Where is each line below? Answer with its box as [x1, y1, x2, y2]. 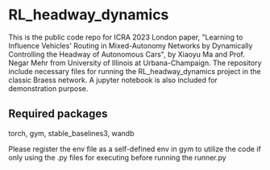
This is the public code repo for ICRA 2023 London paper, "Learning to [8, 32, 243, 42]
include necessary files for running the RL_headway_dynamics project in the [8, 66, 261, 76]
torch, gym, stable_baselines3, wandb [8, 128, 135, 138]
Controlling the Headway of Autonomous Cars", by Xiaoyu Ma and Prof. [8, 49, 246, 59]
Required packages [8, 107, 108, 121]
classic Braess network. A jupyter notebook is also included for [8, 75, 218, 85]
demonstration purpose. [8, 83, 89, 93]
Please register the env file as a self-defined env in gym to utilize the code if [8, 143, 262, 154]
